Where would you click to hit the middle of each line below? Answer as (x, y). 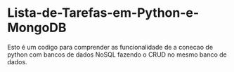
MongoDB (37, 28)
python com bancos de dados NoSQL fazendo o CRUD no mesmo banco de (117, 55)
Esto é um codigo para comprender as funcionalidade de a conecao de (110, 47)
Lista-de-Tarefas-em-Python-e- (103, 13)
